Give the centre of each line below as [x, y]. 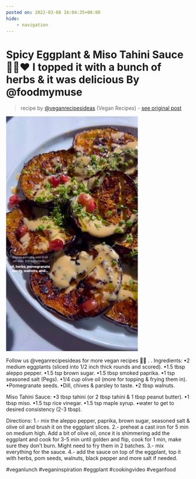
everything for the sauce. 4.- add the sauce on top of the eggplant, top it [94, 452]
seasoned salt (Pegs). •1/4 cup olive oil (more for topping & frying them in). [97, 379]
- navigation [32, 25]
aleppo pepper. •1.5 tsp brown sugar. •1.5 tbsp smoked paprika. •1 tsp [91, 373]
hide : [13, 18]
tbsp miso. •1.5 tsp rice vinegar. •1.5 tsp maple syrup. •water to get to [90, 403]
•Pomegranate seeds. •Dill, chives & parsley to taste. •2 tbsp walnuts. [91, 386]
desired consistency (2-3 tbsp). [44, 409]
